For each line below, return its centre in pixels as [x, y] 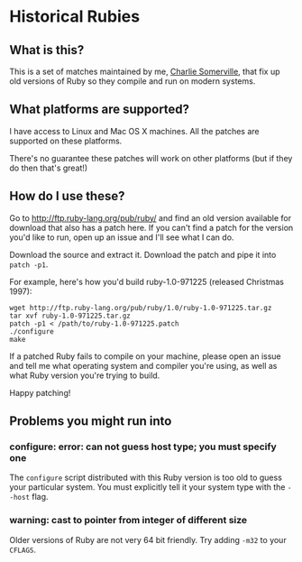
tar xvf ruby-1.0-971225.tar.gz [70, 316]
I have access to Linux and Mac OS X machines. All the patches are [134, 131]
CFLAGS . [23, 549]
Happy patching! [40, 392]
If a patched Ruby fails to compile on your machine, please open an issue [145, 356]
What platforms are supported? [100, 110]
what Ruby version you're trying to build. [85, 375]
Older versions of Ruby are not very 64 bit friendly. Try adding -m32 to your [148, 539]
